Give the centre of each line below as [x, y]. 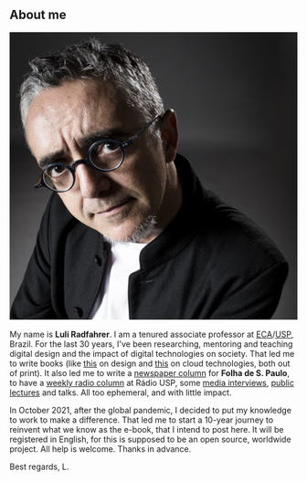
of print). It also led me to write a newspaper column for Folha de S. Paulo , [150, 372]
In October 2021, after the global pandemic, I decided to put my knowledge [151, 410]
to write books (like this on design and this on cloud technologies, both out [150, 363]
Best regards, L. [39, 466]
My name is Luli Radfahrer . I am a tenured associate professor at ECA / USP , [152, 334]
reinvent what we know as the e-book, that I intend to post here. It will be [147, 429]
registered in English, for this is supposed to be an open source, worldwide [150, 439]
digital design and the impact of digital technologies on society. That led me [152, 353]
